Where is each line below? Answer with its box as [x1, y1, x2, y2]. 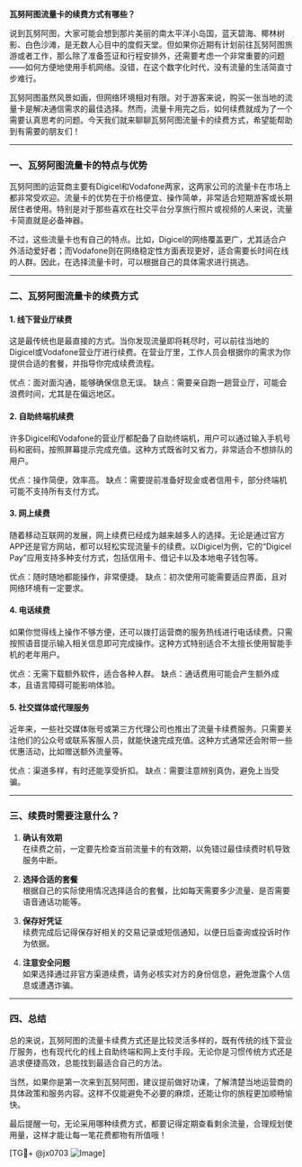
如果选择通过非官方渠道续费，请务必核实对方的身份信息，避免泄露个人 [22, 968, 283, 979]
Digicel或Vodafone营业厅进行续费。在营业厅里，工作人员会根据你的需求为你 [9, 347, 291, 358]
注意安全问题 [22, 957, 70, 968]
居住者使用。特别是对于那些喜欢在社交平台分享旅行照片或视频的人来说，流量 [9, 204, 293, 214]
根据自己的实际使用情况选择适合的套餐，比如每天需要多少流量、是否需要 [22, 885, 290, 896]
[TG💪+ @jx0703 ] [9, 1147, 106, 1158]
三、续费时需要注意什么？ [9, 810, 120, 823]
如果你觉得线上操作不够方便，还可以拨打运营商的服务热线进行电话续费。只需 [9, 626, 293, 638]
